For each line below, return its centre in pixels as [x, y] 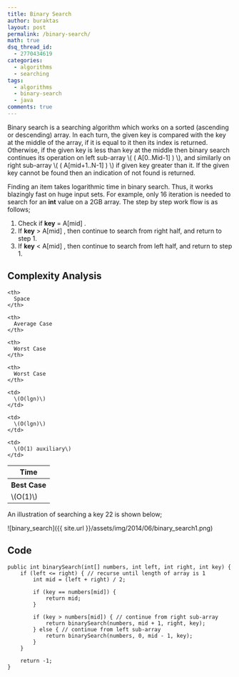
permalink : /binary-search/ [49, 34]
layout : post [27, 27]
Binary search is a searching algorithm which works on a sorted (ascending [118, 127]
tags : [15, 80]
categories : [25, 61]
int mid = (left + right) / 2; [80, 579]
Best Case [29, 485]
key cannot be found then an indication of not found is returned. [102, 173]
